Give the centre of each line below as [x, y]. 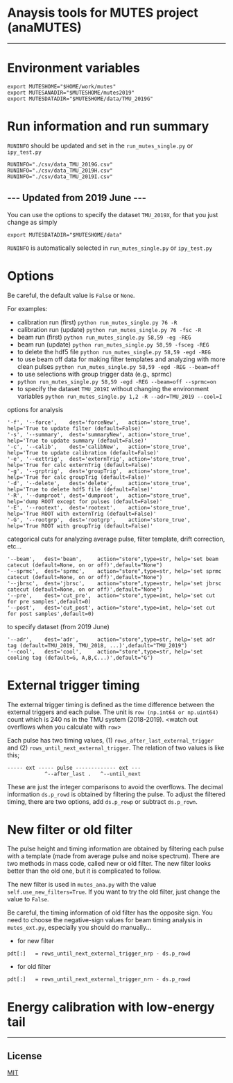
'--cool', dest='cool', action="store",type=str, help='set [105, 651]
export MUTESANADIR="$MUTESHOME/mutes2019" [71, 93]
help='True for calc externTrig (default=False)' [80, 465]
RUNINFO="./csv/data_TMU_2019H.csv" [60, 171]
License [25, 1056]
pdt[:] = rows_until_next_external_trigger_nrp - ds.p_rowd [99, 954]
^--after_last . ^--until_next [92, 774]
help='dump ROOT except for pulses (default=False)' [85, 501]
